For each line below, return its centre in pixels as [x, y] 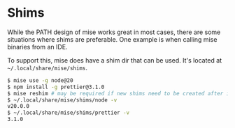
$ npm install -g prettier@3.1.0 [56, 87]
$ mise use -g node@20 [40, 80]
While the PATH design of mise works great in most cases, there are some [114, 32]
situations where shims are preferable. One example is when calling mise [112, 39]
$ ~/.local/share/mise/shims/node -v [62, 100]
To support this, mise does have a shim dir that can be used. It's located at [115, 60]
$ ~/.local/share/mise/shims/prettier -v [69, 113]
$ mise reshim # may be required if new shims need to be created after [115, 93]
